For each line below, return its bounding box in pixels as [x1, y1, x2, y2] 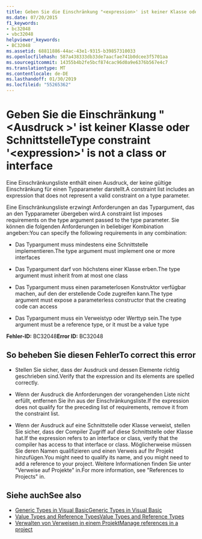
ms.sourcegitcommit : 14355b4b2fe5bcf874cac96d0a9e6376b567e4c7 [6, 59, 168, 65]
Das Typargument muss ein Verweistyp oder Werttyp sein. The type [14, 314, 182, 322]
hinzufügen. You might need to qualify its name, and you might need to [14, 453, 189, 461]
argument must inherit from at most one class [14, 272, 128, 279]
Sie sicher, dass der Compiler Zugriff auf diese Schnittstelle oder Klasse [14, 428, 194, 435]
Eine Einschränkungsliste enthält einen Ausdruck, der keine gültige [6, 179, 172, 186]
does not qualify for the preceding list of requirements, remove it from [14, 403, 188, 410]
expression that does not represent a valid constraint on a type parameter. [6, 191, 190, 199]
